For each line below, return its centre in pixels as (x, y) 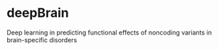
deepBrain (38, 13)
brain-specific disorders (42, 39)
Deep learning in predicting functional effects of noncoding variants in (109, 32)
